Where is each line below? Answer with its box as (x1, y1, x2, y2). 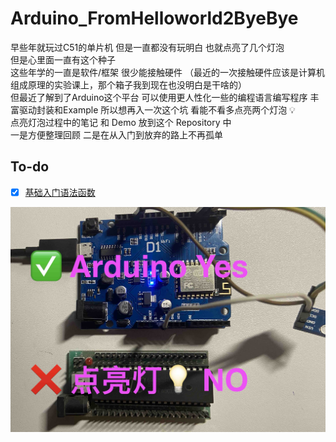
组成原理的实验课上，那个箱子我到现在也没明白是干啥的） (10, 78, 247, 91)
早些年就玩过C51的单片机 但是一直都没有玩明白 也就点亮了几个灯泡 (10, 41, 285, 53)
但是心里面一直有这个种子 (10, 53, 116, 66)
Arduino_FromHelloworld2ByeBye (10, 7, 299, 30)
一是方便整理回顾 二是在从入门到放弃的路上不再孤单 (10, 128, 223, 141)
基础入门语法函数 (24, 186, 96, 198)
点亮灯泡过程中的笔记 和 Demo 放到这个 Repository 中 (10, 116, 232, 128)
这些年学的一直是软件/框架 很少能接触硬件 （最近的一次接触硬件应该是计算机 (10, 66, 325, 78)
